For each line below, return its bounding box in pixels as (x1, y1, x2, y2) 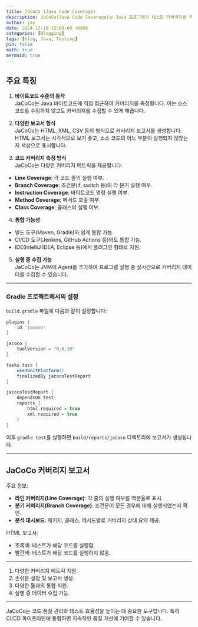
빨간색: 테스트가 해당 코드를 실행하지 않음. (14, 549, 111, 556)
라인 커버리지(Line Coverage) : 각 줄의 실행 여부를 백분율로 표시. (14, 495, 163, 502)
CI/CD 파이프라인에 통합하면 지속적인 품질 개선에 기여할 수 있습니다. (6, 615, 162, 622)
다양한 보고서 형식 (14, 120, 56, 127)
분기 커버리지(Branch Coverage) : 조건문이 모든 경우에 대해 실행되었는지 (14, 502, 181, 509)
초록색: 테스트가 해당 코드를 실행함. (14, 542, 95, 549)
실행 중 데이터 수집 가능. (14, 589, 70, 596)
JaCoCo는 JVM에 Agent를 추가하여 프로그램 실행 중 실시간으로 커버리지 (14, 264, 181, 271)
